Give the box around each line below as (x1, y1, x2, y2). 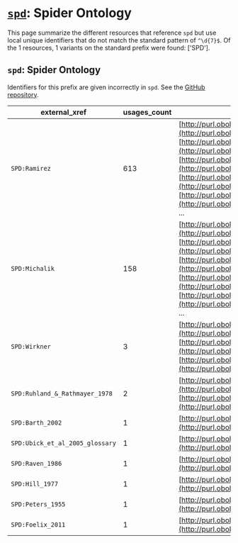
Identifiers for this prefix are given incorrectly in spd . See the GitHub (7, 83, 205, 91)
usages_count (123, 107, 172, 117)
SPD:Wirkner (11, 342, 52, 350)
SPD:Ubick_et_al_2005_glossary (11, 439, 117, 447)
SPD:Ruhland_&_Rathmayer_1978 (11, 389, 113, 398)
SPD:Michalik (11, 264, 55, 272)
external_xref (40, 107, 87, 117)
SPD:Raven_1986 (11, 459, 62, 467)
